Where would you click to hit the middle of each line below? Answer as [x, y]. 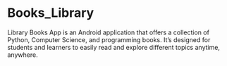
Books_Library [51, 13]
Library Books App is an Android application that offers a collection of [109, 32]
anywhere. [23, 55]
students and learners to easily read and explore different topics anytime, [114, 47]
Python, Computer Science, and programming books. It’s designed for [109, 39]
